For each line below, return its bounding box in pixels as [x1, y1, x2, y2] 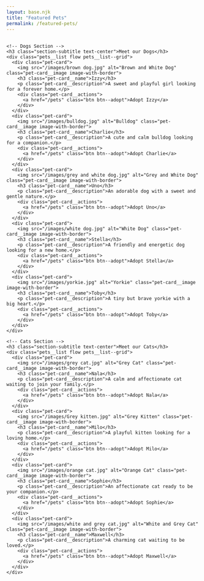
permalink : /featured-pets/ [6, 20, 78, 26]
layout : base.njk [6, 9, 51, 15]
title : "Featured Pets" [6, 15, 67, 21]
